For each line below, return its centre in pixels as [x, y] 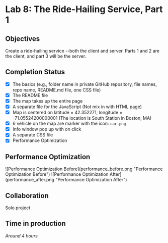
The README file [30, 95]
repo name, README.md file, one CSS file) [57, 90]
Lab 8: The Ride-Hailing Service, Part [84, 9]
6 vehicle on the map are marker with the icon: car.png [69, 124]
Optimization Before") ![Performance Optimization [57, 174]
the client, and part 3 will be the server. [46, 56]
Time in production [36, 224]
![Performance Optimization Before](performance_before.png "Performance [84, 169]
